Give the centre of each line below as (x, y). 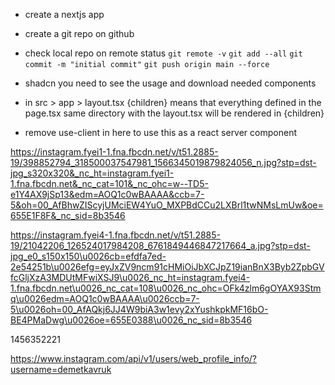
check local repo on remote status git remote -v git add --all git (163, 53)
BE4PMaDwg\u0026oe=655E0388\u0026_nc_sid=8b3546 (131, 320)
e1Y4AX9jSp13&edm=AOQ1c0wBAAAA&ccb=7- (107, 194)
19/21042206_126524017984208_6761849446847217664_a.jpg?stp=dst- (160, 245)
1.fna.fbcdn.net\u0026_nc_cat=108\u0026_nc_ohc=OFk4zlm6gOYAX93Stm (166, 288)
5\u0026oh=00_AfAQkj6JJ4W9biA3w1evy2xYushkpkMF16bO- (139, 309)
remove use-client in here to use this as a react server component (160, 132)
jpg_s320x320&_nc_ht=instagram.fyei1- (92, 173)
